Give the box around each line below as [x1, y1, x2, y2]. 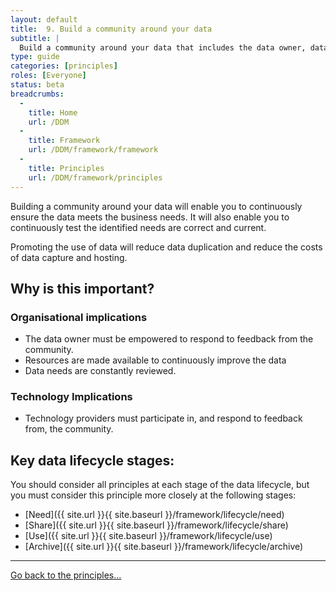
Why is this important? [10, 280, 155, 297]
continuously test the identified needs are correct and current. [10, 221, 267, 233]
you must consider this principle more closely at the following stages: [10, 489, 297, 501]
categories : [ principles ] [10, 61, 118, 71]
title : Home [28, 107, 78, 118]
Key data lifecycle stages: [10, 452, 175, 469]
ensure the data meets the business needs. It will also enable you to [10, 211, 290, 223]
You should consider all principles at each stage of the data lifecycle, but [10, 479, 310, 491]
